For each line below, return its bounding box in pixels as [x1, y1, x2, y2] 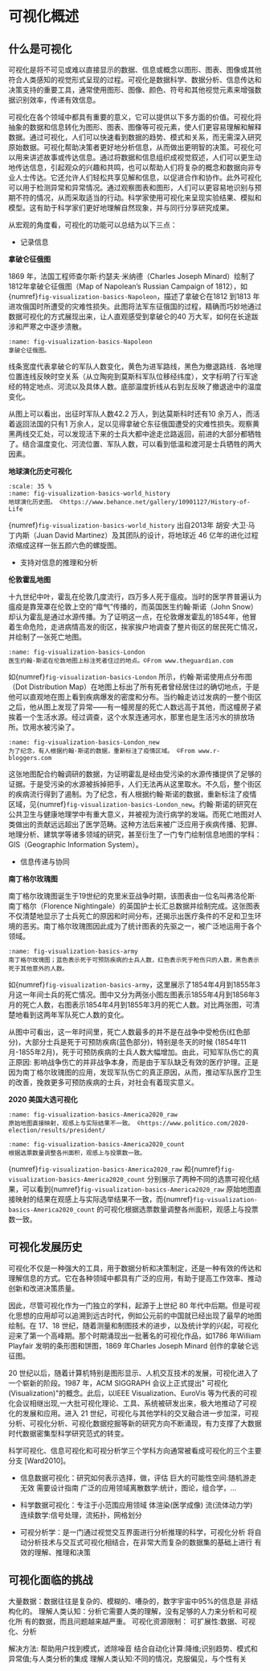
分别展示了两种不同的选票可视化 [146, 1174, 253, 1183]
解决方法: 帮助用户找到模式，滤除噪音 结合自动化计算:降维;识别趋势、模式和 [8, 1644, 259, 1653]
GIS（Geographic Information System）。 [8, 840, 143, 849]
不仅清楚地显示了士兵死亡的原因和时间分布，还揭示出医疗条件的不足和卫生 [8, 912, 255, 921]
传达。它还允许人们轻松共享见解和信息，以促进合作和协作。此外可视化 [29, 173, 262, 182]
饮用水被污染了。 [22, 722, 79, 732]
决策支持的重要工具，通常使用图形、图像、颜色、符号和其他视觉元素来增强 [8, 85, 255, 94]
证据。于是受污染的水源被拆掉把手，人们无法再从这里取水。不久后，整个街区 [8, 779, 262, 788]
